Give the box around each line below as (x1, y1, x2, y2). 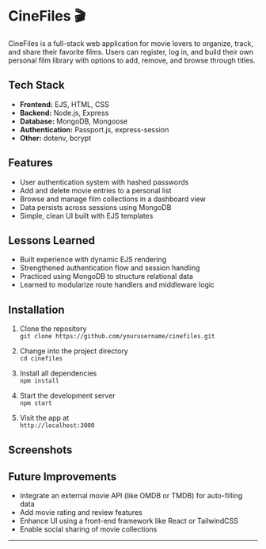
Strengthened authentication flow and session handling (19, 263, 200, 273)
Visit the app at (19, 414, 70, 423)
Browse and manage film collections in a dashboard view (19, 194, 206, 204)
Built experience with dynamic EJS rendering (19, 255, 167, 265)
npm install (19, 377, 59, 385)
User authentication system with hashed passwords (19, 177, 189, 187)
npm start (19, 399, 53, 407)
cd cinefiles (19, 355, 63, 363)
